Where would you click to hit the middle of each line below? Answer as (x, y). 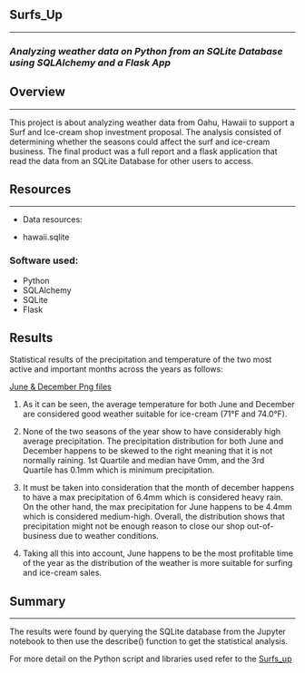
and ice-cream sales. (62, 573)
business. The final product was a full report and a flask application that (143, 151)
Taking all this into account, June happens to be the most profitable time (157, 553)
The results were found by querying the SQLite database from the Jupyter (148, 632)
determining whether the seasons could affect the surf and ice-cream (140, 141)
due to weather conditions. (108, 536)
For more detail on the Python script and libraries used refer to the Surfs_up (151, 659)
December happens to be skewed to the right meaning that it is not (148, 451)
